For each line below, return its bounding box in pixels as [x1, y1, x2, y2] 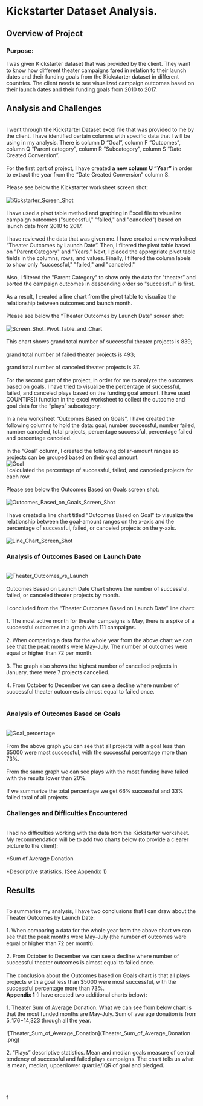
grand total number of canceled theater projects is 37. [6, 363, 140, 371]
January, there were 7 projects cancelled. [6, 668, 110, 675]
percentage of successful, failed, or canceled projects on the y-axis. [6, 524, 176, 532]
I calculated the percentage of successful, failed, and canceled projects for [6, 466, 193, 473]
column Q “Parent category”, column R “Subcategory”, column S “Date [6, 145, 182, 152]
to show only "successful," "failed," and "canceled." [6, 261, 135, 268]
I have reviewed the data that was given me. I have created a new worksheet [6, 235, 197, 242]
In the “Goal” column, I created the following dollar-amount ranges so [6, 447, 179, 454]
